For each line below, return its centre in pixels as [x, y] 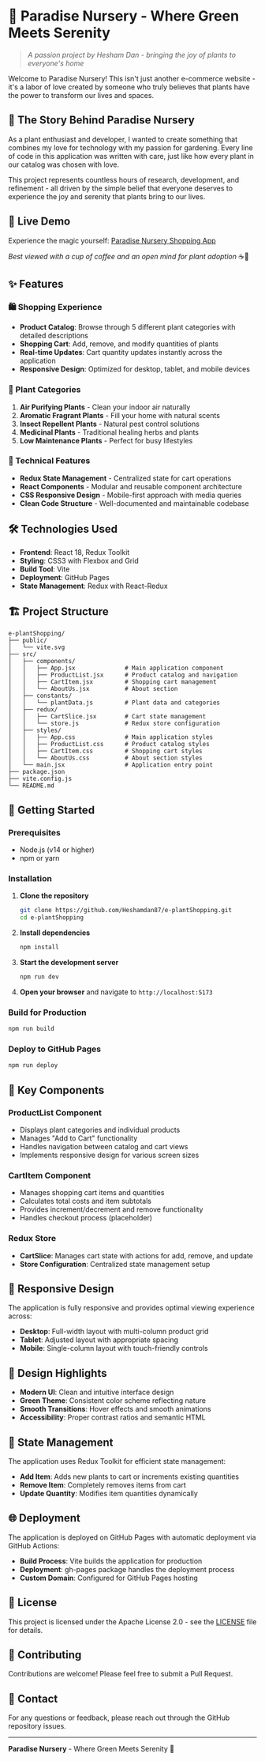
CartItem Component [50, 1175]
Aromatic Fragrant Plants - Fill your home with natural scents [120, 415]
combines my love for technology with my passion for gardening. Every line [131, 147]
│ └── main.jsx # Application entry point [111, 765]
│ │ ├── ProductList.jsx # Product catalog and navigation [123, 675]
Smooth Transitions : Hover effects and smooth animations [115, 1409]
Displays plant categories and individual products [100, 1129]
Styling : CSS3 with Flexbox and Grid [79, 560]
